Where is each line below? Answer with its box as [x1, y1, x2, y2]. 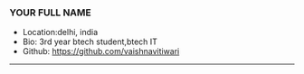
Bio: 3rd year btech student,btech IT [22, 36, 158, 47]
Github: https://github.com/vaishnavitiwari [22, 46, 180, 57]
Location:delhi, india [22, 27, 99, 38]
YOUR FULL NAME [9, 6, 92, 19]
